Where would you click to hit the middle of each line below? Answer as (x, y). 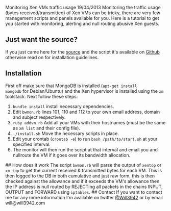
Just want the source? (42, 39)
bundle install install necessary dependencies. (63, 106)
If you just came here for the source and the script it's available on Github (82, 52)
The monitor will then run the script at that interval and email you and (85, 149)
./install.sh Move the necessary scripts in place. (66, 133)
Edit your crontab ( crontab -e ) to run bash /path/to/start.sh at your (85, 139)
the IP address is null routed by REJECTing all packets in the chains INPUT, (84, 187)
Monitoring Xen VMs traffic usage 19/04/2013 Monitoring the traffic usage (83, 7)
